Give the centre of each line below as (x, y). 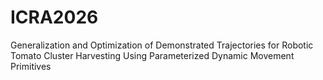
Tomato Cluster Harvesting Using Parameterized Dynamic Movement (152, 55)
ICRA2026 (54, 17)
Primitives (31, 66)
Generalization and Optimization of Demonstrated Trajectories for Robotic (162, 45)
